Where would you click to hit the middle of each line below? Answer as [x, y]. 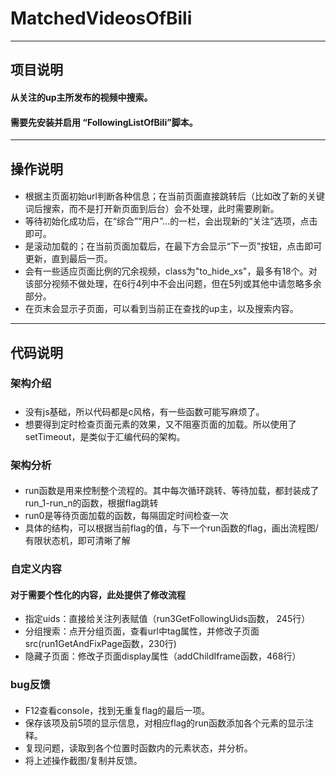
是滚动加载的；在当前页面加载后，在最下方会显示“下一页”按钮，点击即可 [173, 246]
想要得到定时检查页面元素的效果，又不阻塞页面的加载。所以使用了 [160, 424]
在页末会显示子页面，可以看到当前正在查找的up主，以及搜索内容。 [161, 309]
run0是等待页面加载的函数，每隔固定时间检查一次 [126, 516]
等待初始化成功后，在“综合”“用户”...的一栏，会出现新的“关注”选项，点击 [171, 221]
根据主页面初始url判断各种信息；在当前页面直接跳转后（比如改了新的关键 [174, 196]
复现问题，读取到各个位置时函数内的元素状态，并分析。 [138, 748]
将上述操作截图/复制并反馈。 [83, 760]
